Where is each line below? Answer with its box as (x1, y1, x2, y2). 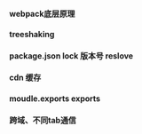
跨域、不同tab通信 (9, 114, 77, 125)
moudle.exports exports (9, 93, 100, 104)
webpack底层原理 (9, 8, 75, 19)
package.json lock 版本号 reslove (9, 50, 134, 61)
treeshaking (9, 29, 55, 40)
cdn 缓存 (9, 72, 42, 83)
